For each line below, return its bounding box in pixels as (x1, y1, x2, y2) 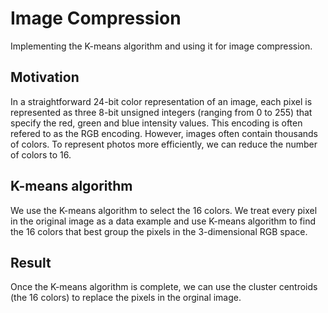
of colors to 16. (10, 148, 72, 161)
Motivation (10, 69, 80, 86)
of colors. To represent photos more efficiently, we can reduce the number (10, 138, 318, 150)
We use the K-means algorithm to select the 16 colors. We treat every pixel (10, 204, 318, 216)
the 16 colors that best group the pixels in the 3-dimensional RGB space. (10, 225, 308, 237)
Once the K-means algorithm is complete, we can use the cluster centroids (10, 281, 318, 293)
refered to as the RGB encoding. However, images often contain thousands (10, 127, 318, 139)
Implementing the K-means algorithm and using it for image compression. (10, 40, 313, 52)
